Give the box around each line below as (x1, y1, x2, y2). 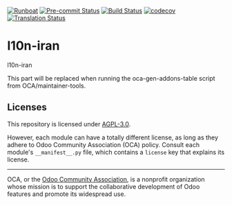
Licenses (7, 101, 47, 113)
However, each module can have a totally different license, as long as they (7, 133, 219, 141)
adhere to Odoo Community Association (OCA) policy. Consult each (7, 140, 200, 148)
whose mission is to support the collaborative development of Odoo (7, 182, 200, 191)
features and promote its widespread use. (7, 190, 126, 198)
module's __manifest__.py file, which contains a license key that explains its (7, 148, 225, 156)
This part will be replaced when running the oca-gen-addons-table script (7, 74, 215, 82)
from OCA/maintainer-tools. (7, 81, 86, 90)
